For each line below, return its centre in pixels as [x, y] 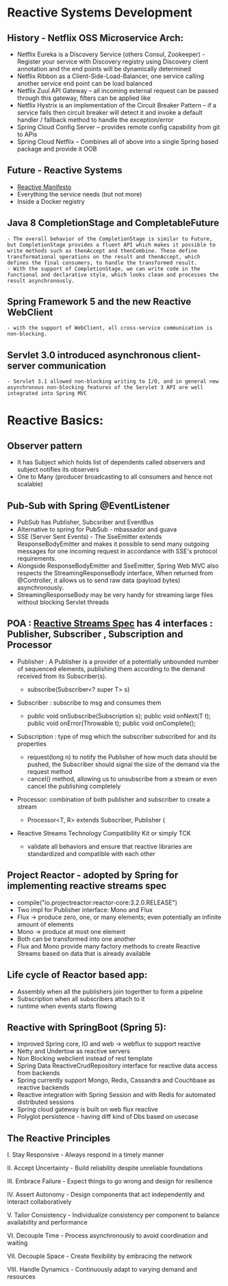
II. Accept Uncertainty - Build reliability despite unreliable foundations [105, 1168]
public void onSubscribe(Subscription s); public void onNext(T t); [119, 716]
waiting [17, 1243]
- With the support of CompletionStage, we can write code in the [104, 268]
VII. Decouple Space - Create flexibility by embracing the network [100, 1256]
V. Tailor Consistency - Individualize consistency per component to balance [113, 1215]
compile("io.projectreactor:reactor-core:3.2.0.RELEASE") [97, 903]
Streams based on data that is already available [84, 953]
